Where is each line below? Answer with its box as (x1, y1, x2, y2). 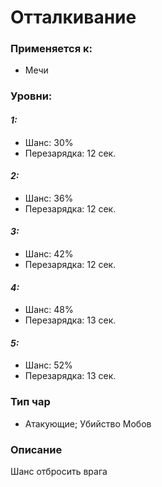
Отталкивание (10, 6, 137, 29)
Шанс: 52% (24, 359, 73, 371)
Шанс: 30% (24, 136, 74, 148)
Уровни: (10, 89, 53, 103)
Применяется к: (10, 42, 93, 56)
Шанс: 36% (24, 192, 74, 204)
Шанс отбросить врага (10, 466, 108, 478)
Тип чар (10, 395, 51, 409)
